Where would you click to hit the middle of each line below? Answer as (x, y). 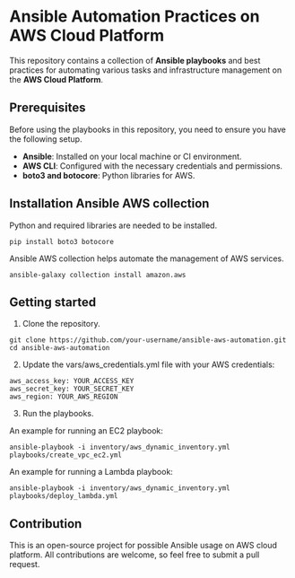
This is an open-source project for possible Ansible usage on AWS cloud (143, 546)
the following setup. (46, 139)
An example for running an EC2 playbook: (87, 431)
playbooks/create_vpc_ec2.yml (66, 455)
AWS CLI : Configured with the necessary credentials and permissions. (152, 166)
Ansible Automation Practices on (134, 17)
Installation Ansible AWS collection (109, 204)
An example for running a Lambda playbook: (91, 472)
